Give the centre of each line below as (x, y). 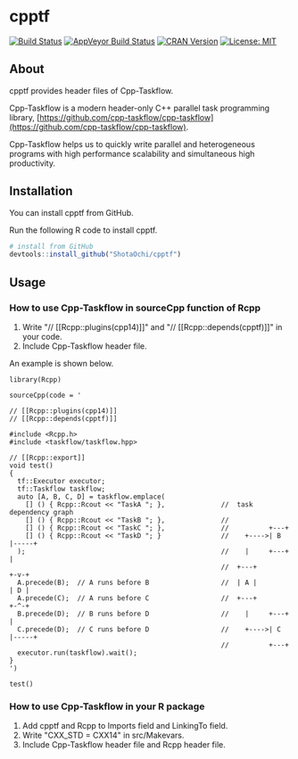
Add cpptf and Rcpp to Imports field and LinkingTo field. (125, 726)
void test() (31, 466)
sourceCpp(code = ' (46, 395)
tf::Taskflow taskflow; (61, 489)
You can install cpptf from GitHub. (71, 212)
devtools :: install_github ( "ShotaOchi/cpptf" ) (95, 255)
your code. (42, 337)
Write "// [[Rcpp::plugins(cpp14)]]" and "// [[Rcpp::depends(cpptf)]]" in (152, 327)
